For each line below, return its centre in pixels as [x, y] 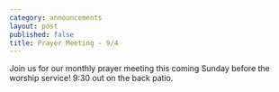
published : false [42, 34]
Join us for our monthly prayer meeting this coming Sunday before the [139, 69]
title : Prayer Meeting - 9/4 [64, 43]
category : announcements [56, 18]
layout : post [34, 26]
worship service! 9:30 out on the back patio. [91, 78]
